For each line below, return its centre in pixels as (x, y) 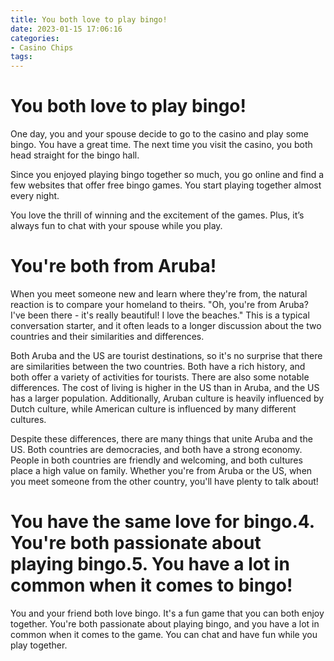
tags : (21, 57)
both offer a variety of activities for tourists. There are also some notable (160, 377)
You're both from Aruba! (113, 266)
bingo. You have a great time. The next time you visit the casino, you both (161, 145)
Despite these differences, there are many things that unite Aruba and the (161, 439)
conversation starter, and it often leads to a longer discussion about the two (166, 325)
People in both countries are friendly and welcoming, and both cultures (156, 460)
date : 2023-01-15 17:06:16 (66, 29)
